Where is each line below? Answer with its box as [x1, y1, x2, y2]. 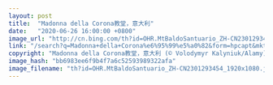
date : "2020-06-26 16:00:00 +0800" [8, 27, 136, 35]
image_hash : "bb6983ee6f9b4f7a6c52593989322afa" [8, 57, 176, 66]
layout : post [8, 11, 53, 20]
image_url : [8, 34, 45, 43]
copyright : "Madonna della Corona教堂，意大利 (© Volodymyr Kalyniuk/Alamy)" [8, 49, 271, 57]
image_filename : [8, 65, 63, 73]
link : [8, 42, 27, 50]
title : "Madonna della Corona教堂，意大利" [8, 19, 154, 28]
